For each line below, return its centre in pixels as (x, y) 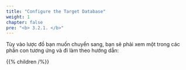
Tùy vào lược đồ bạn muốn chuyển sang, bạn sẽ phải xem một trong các (93, 44)
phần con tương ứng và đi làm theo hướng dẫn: (63, 51)
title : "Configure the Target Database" (56, 11)
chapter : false (25, 22)
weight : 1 (18, 17)
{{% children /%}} (28, 62)
